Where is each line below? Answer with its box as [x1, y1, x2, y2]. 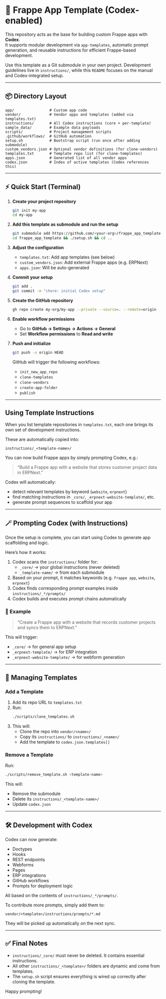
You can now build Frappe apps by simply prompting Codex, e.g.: [5, 455, 138, 461]
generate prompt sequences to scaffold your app [12, 499, 113, 505]
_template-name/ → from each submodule [19, 569, 105, 576]
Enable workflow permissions [12, 316, 75, 322]
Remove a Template [5, 751, 53, 758]
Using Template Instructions [5, 408, 94, 417]
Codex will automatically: [5, 479, 56, 485]
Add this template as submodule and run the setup [12, 221, 119, 227]
